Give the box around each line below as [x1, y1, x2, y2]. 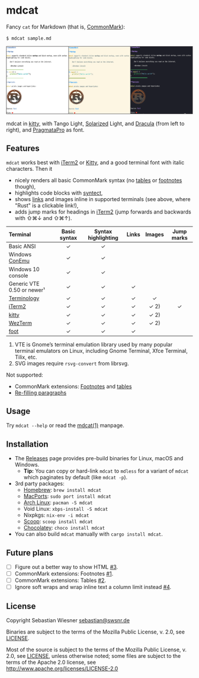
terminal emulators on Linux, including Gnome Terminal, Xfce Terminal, [14, 347, 188, 354]
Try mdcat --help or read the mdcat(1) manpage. [6, 422, 124, 429]
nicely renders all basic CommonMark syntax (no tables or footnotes [14, 177, 182, 184]
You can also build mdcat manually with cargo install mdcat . [14, 530, 163, 537]
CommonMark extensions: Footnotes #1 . [14, 570, 114, 577]
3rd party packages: [14, 480, 65, 487]
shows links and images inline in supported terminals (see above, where [14, 196, 191, 203]
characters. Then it [6, 165, 53, 173]
